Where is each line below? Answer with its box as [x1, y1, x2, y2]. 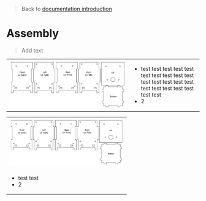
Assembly [6, 27, 59, 40]
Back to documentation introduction [21, 5, 112, 12]
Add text [21, 46, 44, 54]
